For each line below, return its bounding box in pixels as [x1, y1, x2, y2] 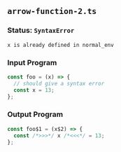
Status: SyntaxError [7, 25, 75, 35]
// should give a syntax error [13, 80, 105, 87]
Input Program [7, 57, 57, 67]
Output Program [7, 109, 64, 119]
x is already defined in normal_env [7, 41, 114, 48]
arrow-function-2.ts [7, 6, 97, 17]
